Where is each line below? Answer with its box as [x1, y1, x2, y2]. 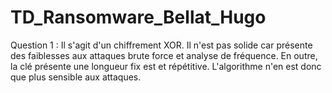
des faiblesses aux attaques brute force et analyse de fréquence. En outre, [10, 49, 318, 61]
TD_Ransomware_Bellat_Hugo [10, 6, 267, 29]
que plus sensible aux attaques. [10, 71, 142, 83]
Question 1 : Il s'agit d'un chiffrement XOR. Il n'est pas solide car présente [10, 39, 313, 51]
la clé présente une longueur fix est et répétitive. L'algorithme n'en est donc [10, 60, 322, 72]
